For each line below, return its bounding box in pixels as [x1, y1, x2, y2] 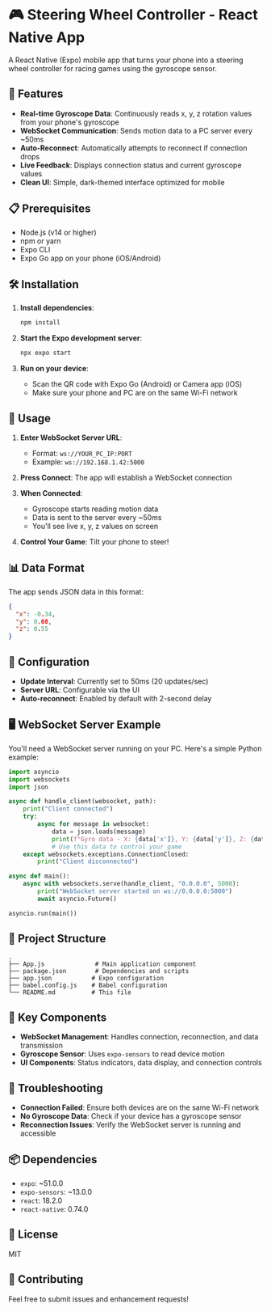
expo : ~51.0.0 [19, 1178, 64, 1188]
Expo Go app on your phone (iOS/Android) [19, 253, 161, 263]
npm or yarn [19, 235, 61, 246]
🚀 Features [8, 87, 64, 101]
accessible [19, 1128, 56, 1138]
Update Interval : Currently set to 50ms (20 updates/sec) [19, 676, 209, 686]
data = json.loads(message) [51, 827, 147, 836]
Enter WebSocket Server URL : [19, 433, 123, 442]
